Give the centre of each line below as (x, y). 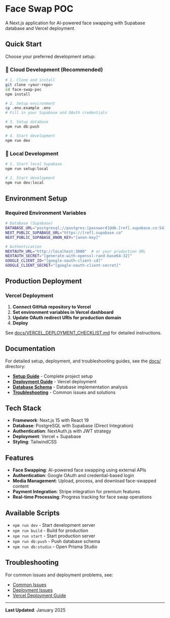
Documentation (30, 349)
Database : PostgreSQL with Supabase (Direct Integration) (73, 426)
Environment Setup (36, 198)
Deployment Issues (33, 590)
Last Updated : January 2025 (35, 610)
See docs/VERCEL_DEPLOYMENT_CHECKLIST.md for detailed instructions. (83, 333)
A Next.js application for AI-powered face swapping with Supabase (75, 23)
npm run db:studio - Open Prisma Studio (55, 547)
